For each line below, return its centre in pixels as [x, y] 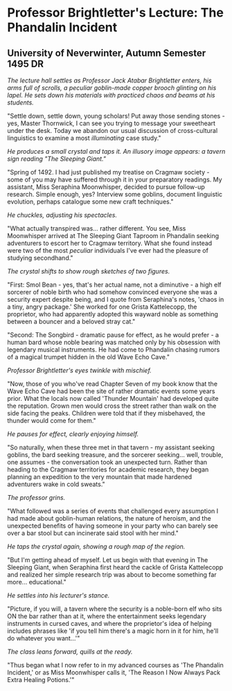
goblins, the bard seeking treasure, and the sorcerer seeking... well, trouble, [115, 455]
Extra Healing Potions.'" [41, 680]
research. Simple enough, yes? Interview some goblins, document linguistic [115, 194]
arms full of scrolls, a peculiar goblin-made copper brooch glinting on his [112, 88]
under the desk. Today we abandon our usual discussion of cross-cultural [113, 131]
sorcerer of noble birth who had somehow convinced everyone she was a [113, 292]
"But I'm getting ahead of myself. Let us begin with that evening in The [108, 560]
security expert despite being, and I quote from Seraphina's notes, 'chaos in [116, 299]
